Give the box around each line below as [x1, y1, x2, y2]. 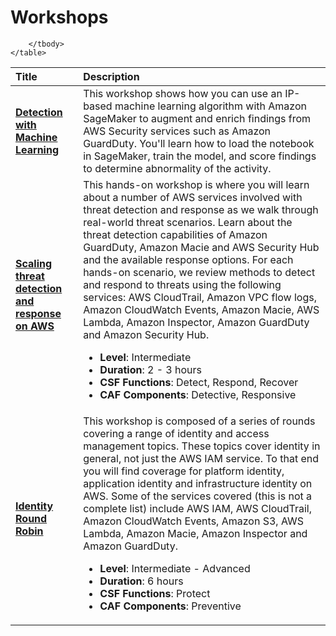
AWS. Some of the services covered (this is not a [83, 489, 313, 503]
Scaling [15, 256, 53, 270]
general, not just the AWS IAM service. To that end [83, 451, 320, 465]
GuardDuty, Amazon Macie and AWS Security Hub [83, 240, 320, 254]
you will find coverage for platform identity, [83, 464, 285, 478]
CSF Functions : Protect [99, 586, 211, 600]
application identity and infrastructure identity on [83, 476, 313, 490]
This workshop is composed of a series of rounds [83, 414, 316, 428]
